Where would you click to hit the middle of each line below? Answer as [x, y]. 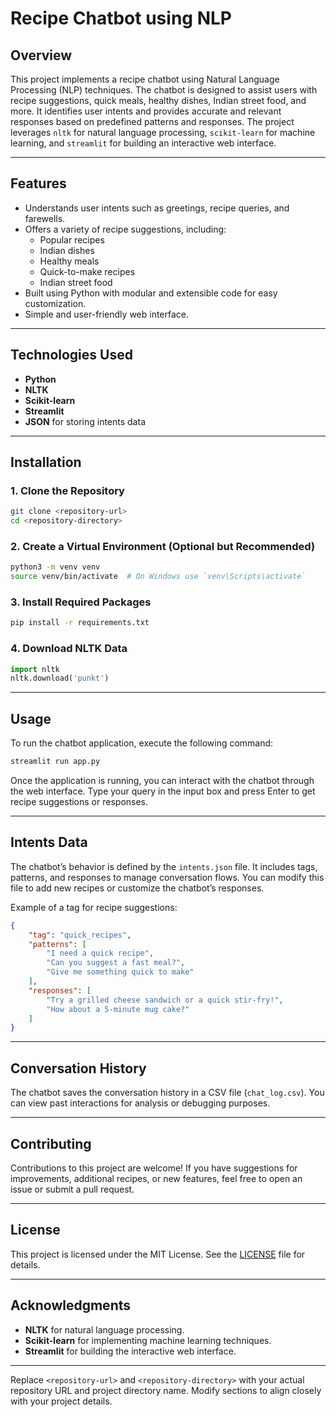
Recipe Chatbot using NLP [121, 18]
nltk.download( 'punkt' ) [60, 678]
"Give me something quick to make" [120, 972]
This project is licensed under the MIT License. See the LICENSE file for [158, 1254]
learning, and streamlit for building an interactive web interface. [143, 143]
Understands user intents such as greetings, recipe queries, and [157, 208]
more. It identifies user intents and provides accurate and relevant [146, 111]
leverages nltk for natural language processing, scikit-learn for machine [163, 132]
